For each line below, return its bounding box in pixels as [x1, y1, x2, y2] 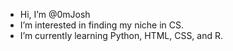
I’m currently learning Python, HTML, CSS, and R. [19, 30, 224, 41]
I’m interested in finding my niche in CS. [19, 19, 185, 31]
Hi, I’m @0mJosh [19, 9, 91, 20]
